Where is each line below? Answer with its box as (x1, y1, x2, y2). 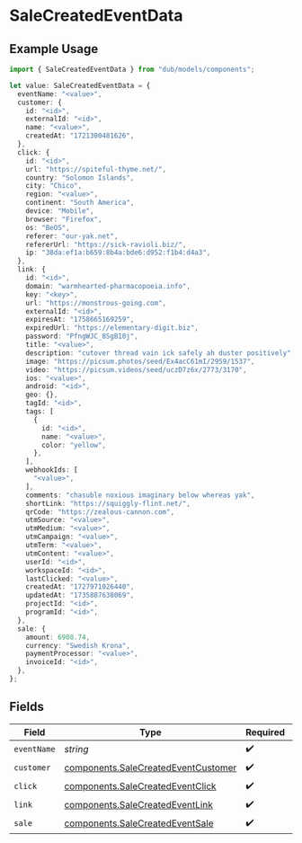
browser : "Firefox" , (25, 215, 102, 224)
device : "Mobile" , (25, 207, 94, 216)
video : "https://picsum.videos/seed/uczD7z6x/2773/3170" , (25, 365, 247, 374)
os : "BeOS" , (25, 223, 70, 232)
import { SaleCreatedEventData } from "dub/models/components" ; (9, 65, 255, 74)
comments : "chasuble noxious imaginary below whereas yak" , (25, 491, 255, 500)
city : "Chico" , (25, 182, 83, 191)
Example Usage (9, 41, 99, 57)
